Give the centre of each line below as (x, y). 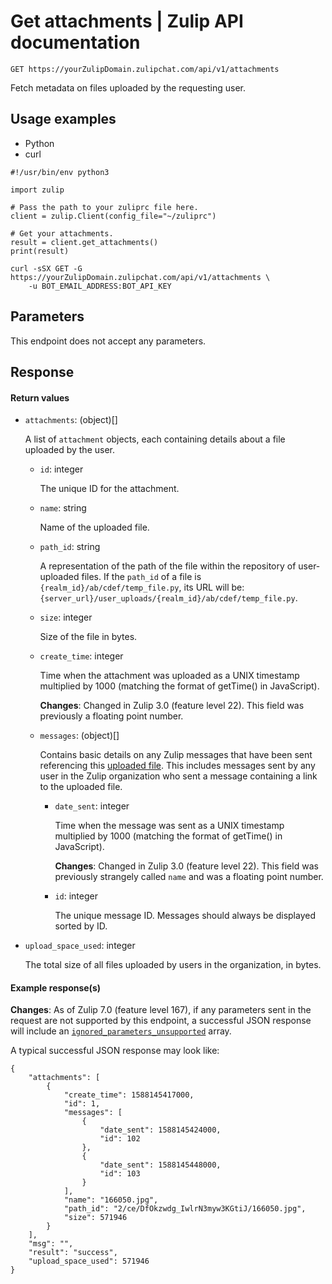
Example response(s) (56, 987)
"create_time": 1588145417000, (129, 1095)
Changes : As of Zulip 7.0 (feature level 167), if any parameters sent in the (161, 1010)
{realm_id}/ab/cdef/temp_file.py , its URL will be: (142, 587)
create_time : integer (81, 656)
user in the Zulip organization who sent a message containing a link (178, 776)
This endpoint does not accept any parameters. (108, 341)
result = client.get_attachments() (84, 242)
